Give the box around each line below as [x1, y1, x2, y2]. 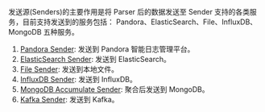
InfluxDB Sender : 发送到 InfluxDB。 [19, 75, 137, 84]
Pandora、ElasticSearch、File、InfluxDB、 [115, 17, 258, 27]
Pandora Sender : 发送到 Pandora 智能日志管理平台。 [19, 44, 195, 54]
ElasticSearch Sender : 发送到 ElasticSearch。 [19, 55, 172, 64]
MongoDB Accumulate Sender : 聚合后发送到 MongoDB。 [19, 85, 209, 94]
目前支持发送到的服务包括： [22, 17, 114, 27]
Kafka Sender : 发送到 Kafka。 [19, 95, 119, 104]
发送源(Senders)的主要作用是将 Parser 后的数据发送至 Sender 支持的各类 [8, 7, 251, 16]
